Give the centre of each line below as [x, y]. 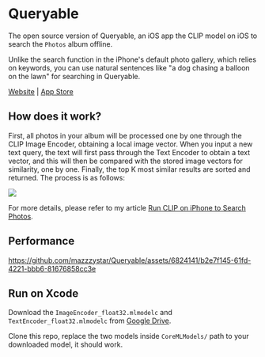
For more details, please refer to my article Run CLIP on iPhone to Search [127, 207]
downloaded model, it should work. [66, 344]
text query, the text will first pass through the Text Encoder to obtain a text [129, 152]
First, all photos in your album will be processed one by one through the [125, 135]
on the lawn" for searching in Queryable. [74, 76]
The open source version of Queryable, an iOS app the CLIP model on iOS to [133, 36]
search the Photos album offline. [61, 44]
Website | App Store [41, 91]
